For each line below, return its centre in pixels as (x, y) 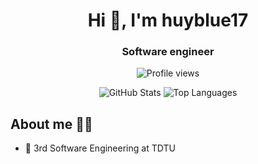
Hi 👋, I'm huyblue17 (168, 20)
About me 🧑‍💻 (51, 124)
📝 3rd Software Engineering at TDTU (100, 148)
